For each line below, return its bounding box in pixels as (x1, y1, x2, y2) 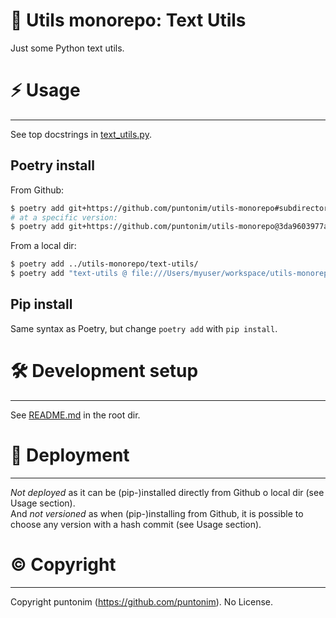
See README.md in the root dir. (10, 409, 141, 421)
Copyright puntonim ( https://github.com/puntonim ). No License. (10, 595, 274, 608)
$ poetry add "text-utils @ (10, 269, 128, 279)
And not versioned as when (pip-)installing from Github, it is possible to (10, 507, 304, 519)
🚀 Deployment (10, 444, 130, 466)
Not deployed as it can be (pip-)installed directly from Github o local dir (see (10, 486, 325, 498)
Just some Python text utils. (10, 42, 125, 54)
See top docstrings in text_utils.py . (10, 128, 152, 140)
